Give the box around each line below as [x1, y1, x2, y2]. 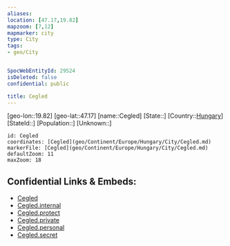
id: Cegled [7, 132, 39, 139]
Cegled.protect [17, 209, 61, 217]
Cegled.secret [17, 231, 58, 239]
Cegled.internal [17, 202, 61, 210]
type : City [7, 36, 39, 43]
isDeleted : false [7, 73, 57, 80]
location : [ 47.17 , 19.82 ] [7, 17, 79, 24]
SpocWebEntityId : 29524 [7, 67, 76, 74]
